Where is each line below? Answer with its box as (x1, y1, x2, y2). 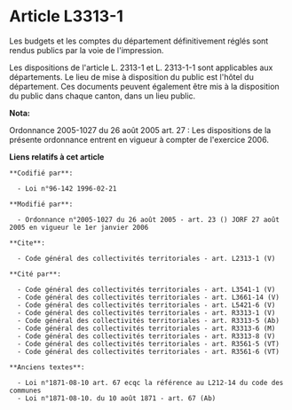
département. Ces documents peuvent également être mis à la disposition (9, 81, 280, 91)
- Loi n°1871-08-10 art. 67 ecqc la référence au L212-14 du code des (17, 378, 284, 387)
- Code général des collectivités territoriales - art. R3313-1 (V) (17, 308, 276, 317)
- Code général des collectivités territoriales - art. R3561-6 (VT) (17, 347, 280, 356)
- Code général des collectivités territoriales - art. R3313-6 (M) (17, 324, 276, 333)
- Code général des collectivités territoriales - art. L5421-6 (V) (17, 300, 276, 310)
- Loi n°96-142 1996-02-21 (17, 184, 117, 193)
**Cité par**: (9, 269, 62, 279)
